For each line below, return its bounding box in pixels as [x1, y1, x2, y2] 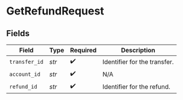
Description [120, 46, 156, 54]
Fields [6, 28, 30, 39]
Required [69, 46, 97, 54]
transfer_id [9, 58, 44, 65]
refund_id [9, 83, 37, 90]
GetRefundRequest [6, 4, 104, 18]
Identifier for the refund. [102, 83, 171, 91]
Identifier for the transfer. [102, 57, 174, 66]
